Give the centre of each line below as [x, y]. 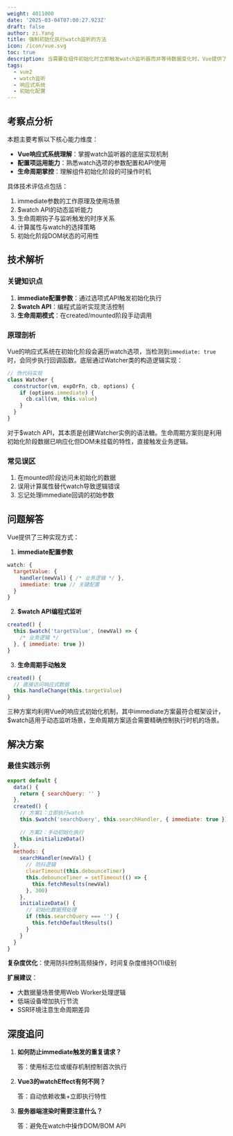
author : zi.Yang [31, 33]
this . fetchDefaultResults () [72, 923]
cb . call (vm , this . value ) [61, 399]
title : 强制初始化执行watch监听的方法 [57, 40]
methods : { [29, 852]
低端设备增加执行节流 [48, 1001]
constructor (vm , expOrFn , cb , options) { [74, 386]
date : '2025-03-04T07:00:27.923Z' [57, 20]
